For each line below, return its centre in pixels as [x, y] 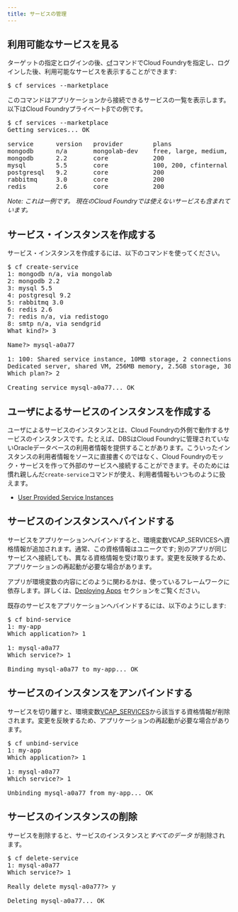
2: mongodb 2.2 [34, 281]
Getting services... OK [49, 130]
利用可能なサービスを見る [63, 44]
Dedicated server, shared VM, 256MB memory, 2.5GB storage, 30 [119, 367]
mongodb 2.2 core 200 [86, 158]
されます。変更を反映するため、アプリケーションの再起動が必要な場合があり [119, 720]
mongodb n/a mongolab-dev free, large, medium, [118, 151]
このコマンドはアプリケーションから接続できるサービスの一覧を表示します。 [119, 100]
